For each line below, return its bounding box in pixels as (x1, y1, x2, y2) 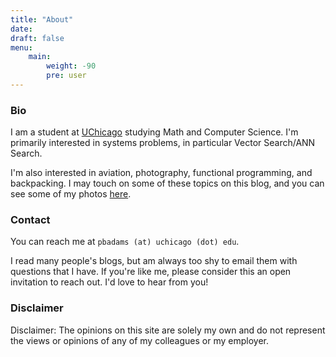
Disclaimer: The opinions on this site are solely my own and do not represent (10, 324, 326, 336)
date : (10, 24, 33, 34)
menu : (10, 42, 33, 53)
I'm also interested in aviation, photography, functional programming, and (10, 167, 313, 179)
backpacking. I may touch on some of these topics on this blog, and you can (10, 177, 325, 190)
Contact (10, 213, 51, 227)
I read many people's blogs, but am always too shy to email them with (10, 255, 298, 267)
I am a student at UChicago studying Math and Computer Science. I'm (10, 126, 299, 138)
